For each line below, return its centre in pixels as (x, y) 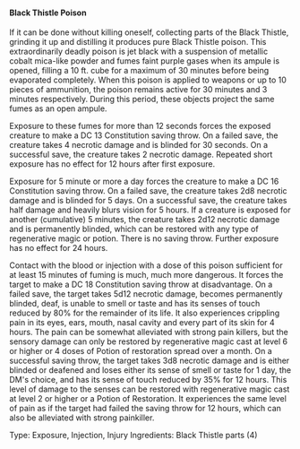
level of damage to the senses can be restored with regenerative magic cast (150, 389)
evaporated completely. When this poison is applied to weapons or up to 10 (148, 80)
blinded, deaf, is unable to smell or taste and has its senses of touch (135, 304)
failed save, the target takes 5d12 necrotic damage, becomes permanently (146, 294)
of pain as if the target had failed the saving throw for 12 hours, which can (146, 409)
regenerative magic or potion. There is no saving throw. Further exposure (144, 238)
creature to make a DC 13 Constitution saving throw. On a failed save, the (144, 135)
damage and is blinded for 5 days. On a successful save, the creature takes (149, 201)
